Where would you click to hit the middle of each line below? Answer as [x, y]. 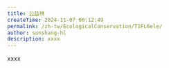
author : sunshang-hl [37, 33]
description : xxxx [34, 39]
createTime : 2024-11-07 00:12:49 [55, 20]
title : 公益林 [26, 13]
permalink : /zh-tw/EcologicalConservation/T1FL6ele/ [85, 26]
